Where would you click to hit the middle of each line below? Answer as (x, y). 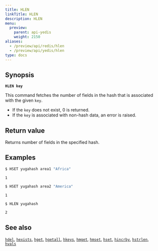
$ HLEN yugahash (22, 204)
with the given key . (24, 100)
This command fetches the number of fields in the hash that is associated (79, 95)
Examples (20, 158)
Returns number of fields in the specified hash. (52, 142)
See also (18, 227)
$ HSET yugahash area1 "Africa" (38, 169)
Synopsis (20, 75)
